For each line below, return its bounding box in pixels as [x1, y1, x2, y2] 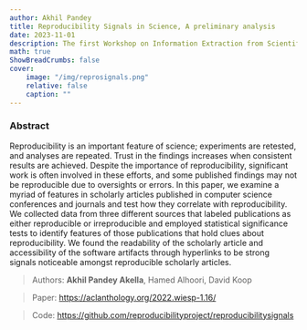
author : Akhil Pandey [9, 13, 92, 23]
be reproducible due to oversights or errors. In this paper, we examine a [9, 179, 280, 190]
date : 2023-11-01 [9, 30, 76, 39]
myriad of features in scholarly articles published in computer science [9, 189, 272, 200]
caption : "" [26, 89, 71, 98]
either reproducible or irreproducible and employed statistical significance [9, 218, 289, 229]
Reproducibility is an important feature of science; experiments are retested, [9, 140, 297, 151]
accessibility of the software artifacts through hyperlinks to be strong [9, 247, 270, 258]
